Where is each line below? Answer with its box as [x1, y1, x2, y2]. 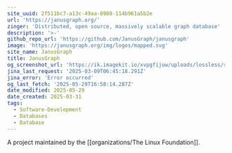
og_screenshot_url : [7, 61, 64, 68]
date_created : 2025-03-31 [7, 94, 81, 101]
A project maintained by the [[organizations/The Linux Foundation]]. [7, 138, 200, 146]
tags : [7, 100, 23, 107]
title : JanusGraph [7, 55, 60, 62]
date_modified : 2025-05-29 [7, 87, 85, 94]
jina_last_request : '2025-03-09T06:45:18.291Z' [7, 68, 147, 74]
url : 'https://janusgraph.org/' [7, 17, 100, 23]
